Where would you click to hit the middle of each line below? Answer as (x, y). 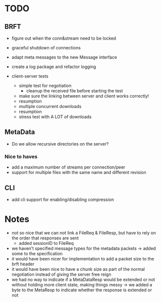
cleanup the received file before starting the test (74, 91)
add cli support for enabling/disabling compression (63, 199)
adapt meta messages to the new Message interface (64, 57)
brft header (23, 264)
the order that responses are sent (45, 238)
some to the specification (37, 253)
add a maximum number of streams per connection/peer (68, 167)
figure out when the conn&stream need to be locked (64, 38)
